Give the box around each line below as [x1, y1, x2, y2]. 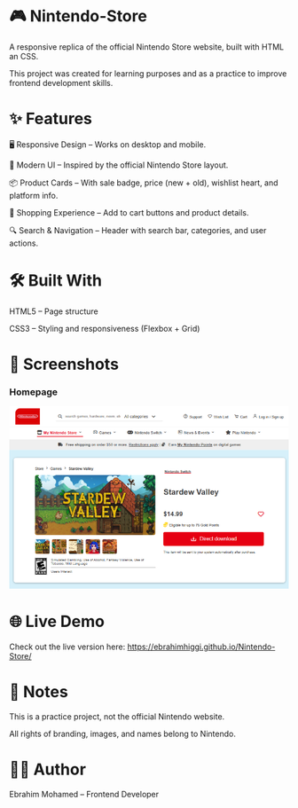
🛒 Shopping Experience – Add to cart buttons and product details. [9, 207, 250, 217]
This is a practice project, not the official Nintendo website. [9, 710, 225, 722]
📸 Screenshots [9, 355, 120, 374]
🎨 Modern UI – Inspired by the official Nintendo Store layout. [9, 160, 229, 170]
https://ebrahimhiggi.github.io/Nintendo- [127, 641, 276, 652]
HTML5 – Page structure [9, 306, 99, 317]
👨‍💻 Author [9, 759, 87, 780]
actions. [9, 238, 38, 248]
